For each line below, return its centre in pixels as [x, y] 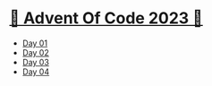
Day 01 [34, 43]
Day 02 [35, 52]
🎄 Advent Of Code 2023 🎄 [106, 18]
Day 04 [36, 72]
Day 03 [35, 62]
